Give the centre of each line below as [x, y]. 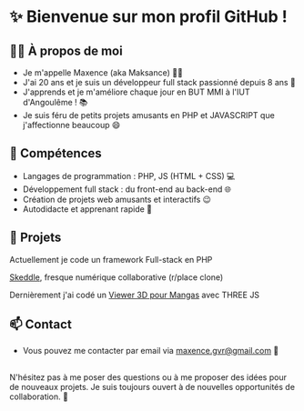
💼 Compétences [56, 153]
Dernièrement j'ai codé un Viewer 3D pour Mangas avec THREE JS [135, 295]
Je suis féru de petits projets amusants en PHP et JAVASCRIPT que [148, 115]
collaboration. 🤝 [39, 396]
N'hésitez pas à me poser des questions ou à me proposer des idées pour [148, 377]
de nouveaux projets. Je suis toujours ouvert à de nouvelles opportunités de [152, 386]
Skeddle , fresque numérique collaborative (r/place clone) [117, 277]
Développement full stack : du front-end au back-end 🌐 [127, 189]
